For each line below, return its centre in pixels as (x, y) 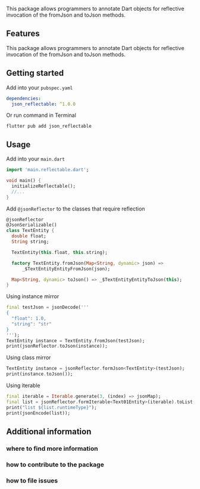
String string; (30, 242)
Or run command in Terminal (41, 115)
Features (23, 34)
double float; (29, 236)
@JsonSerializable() (32, 225)
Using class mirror (29, 358)
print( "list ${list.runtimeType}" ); (51, 407)
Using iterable (23, 386)
